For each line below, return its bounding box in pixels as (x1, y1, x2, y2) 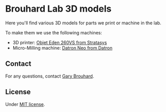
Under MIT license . (5, 101, 45, 107)
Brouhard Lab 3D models (5, 3, 112, 15)
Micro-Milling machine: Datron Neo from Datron (12, 45, 113, 51)
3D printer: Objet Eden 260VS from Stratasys (12, 39, 107, 46)
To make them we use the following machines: (5, 29, 103, 35)
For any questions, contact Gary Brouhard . (5, 73, 94, 79)
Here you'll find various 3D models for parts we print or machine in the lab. (5, 20, 161, 26)
